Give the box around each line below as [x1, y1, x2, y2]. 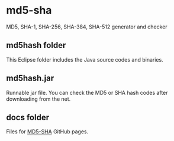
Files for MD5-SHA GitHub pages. [6, 128, 89, 135]
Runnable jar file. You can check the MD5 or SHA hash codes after [6, 89, 168, 96]
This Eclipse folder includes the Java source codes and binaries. [6, 56, 164, 63]
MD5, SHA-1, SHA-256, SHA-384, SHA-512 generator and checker [6, 23, 167, 30]
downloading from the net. [6, 95, 71, 102]
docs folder [6, 112, 49, 122]
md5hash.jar [6, 73, 54, 84]
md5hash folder [6, 40, 66, 50]
